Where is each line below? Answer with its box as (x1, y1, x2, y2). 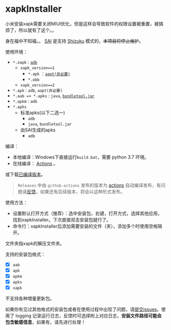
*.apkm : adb (12, 98, 38, 104)
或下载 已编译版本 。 (5, 171, 46, 177)
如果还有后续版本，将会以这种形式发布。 (40, 188, 125, 194)
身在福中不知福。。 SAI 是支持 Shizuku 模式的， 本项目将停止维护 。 (5, 38, 144, 44)
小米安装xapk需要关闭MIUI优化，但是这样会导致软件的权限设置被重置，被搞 (5, 20, 164, 27)
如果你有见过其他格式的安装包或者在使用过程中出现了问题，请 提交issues (5, 306, 157, 313)
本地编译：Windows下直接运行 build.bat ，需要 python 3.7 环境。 (12, 154, 149, 160)
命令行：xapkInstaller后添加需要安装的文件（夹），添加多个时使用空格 (12, 223, 158, 229)
